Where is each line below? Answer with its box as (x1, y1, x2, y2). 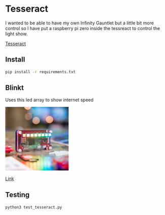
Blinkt (5, 83, 24, 92)
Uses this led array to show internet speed (5, 97, 94, 103)
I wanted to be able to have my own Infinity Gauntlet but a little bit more (5, 20, 154, 26)
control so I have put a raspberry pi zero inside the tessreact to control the (5, 25, 160, 31)
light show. (5, 30, 28, 37)
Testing (5, 190, 30, 199)
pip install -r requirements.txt (5, 69, 76, 74)
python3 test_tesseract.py (5, 205, 62, 210)
